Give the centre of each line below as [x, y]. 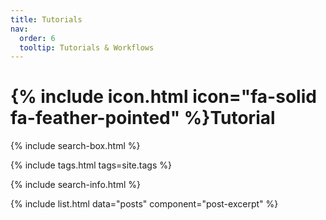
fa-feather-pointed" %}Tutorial [143, 118]
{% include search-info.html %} [75, 185]
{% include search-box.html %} [75, 146]
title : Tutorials [46, 19]
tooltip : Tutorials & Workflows [87, 47]
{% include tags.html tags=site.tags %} [91, 165]
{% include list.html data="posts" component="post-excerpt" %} [144, 204]
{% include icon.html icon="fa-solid [163, 97]
